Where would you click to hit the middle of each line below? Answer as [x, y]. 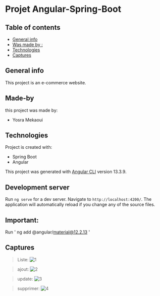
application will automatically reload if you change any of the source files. [80, 205]
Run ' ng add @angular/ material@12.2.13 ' [48, 232]
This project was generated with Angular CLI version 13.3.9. [66, 172]
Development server [37, 187]
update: [25, 279]
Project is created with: [29, 147]
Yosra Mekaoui [27, 119]
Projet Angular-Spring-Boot [63, 9]
